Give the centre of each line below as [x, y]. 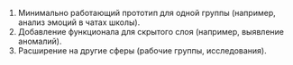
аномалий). [40, 41]
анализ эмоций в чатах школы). [79, 22]
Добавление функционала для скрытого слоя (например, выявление [151, 32]
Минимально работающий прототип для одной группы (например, [147, 13]
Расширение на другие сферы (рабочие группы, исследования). [142, 51]
